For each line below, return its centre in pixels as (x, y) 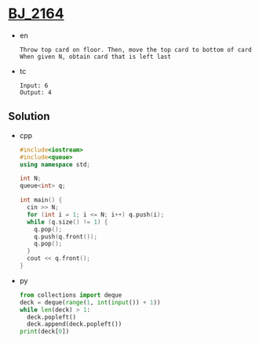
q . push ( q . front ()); (66, 236)
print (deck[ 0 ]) (44, 332)
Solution (29, 117)
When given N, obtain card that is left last (95, 57)
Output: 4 (36, 92)
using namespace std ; (55, 164)
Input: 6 (34, 86)
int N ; (30, 179)
